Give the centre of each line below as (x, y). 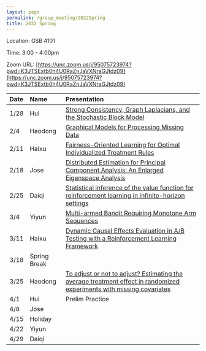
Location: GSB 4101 (31, 41)
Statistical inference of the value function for (129, 188)
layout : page (23, 12)
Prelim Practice (87, 299)
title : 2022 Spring (31, 23)
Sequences (82, 221)
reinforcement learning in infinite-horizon (125, 196)
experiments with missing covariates (118, 289)
